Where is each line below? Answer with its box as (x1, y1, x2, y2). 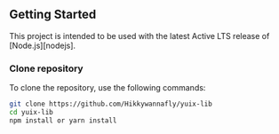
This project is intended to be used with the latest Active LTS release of (9, 30, 270, 41)
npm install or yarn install (9, 115, 117, 125)
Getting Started (9, 7, 97, 22)
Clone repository (9, 62, 84, 75)
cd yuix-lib (9, 107, 53, 116)
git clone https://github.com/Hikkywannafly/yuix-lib (9, 99, 213, 109)
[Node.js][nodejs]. (9, 40, 76, 51)
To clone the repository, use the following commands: (9, 83, 206, 93)
